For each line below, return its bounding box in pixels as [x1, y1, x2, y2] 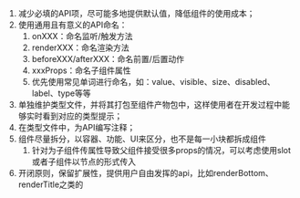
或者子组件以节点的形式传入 [31, 156, 137, 167]
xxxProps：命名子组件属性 [31, 65, 131, 76]
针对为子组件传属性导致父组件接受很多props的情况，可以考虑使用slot [31, 145, 292, 155]
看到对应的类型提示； [42, 110, 123, 121]
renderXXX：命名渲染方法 [31, 42, 129, 53]
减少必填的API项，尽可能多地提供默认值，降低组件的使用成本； [17, 8, 255, 18]
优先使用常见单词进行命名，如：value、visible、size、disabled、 [31, 77, 275, 87]
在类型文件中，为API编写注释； [17, 122, 136, 132]
